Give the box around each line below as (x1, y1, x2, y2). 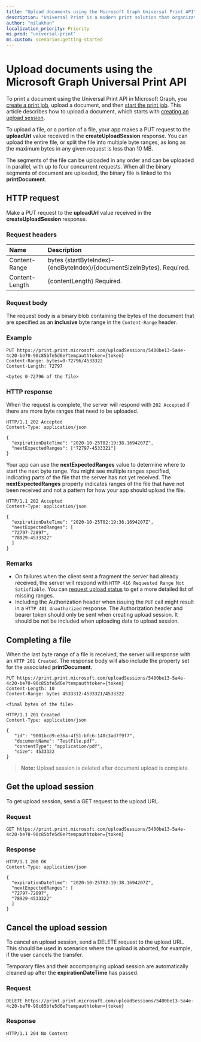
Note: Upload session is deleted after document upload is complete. (20, 764, 190, 771)
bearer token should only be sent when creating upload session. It (14, 611, 178, 618)
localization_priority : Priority (6, 25, 90, 32)
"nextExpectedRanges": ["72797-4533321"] (11, 445, 117, 451)
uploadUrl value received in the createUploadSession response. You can (6, 132, 188, 139)
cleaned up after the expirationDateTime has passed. (6, 969, 139, 977)
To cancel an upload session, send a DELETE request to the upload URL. (6, 938, 185, 945)
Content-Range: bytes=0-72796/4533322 (6, 358, 103, 364)
